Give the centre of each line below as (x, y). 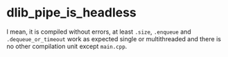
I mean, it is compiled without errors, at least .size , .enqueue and (99, 32)
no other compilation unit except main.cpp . (67, 46)
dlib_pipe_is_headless (71, 13)
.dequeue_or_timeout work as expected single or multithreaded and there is (114, 38)
